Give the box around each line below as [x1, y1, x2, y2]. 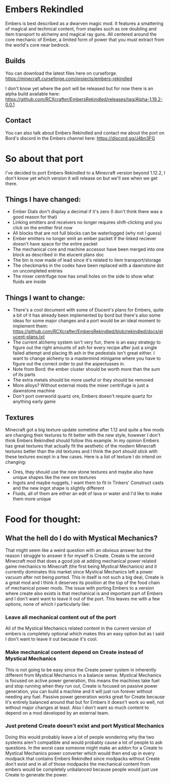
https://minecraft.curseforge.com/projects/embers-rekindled [5, 75, 132, 82]
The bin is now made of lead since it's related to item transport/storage [12, 257, 161, 263]
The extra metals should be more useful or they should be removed [12, 377, 154, 383]
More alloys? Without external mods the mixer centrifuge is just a [12, 382, 149, 389]
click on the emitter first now [12, 225, 73, 231]
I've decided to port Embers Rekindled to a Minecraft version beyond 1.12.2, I [5, 169, 165, 176]
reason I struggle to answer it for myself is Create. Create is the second [5, 552, 155, 559]
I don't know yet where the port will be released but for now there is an [5, 85, 153, 91]
